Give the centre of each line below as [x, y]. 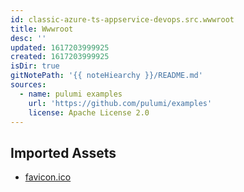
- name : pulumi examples [71, 94]
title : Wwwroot [42, 29]
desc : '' [28, 38]
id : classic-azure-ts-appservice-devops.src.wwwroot [122, 19]
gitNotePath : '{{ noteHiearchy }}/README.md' [106, 76]
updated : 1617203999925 [60, 47]
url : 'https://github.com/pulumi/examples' [120, 103]
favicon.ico [48, 177]
